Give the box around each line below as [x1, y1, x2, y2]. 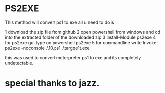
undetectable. [5, 60, 34, 66]
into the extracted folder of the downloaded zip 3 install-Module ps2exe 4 [5, 34, 156, 40]
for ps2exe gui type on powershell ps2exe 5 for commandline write [5, 39, 142, 45]
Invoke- [143, 39, 159, 45]
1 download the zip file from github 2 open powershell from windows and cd [5, 29, 160, 35]
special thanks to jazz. [5, 78, 100, 89]
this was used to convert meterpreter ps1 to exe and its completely [5, 54, 141, 60]
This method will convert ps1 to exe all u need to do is [5, 19, 115, 25]
